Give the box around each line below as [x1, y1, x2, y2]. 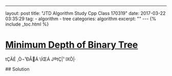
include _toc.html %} [5, 21, 49, 27]
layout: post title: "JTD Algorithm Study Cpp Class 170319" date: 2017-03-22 [5, 10, 166, 16]
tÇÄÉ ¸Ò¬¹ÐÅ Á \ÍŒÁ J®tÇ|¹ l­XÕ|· [5, 56, 76, 62]
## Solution [5, 66, 30, 72]
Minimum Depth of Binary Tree [5, 39, 138, 51]
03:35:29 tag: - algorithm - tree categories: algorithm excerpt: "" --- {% [5, 16, 157, 22]
